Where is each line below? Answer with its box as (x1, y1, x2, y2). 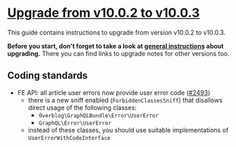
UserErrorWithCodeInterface (27, 134, 111, 141)
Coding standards (7, 70, 88, 82)
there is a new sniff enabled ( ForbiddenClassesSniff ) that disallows (27, 96, 223, 104)
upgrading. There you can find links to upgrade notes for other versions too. (7, 49, 230, 58)
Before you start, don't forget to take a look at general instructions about (7, 41, 224, 50)
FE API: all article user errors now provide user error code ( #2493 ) (17, 88, 211, 96)
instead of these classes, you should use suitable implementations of (27, 125, 229, 134)
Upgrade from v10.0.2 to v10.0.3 (7, 5, 200, 21)
